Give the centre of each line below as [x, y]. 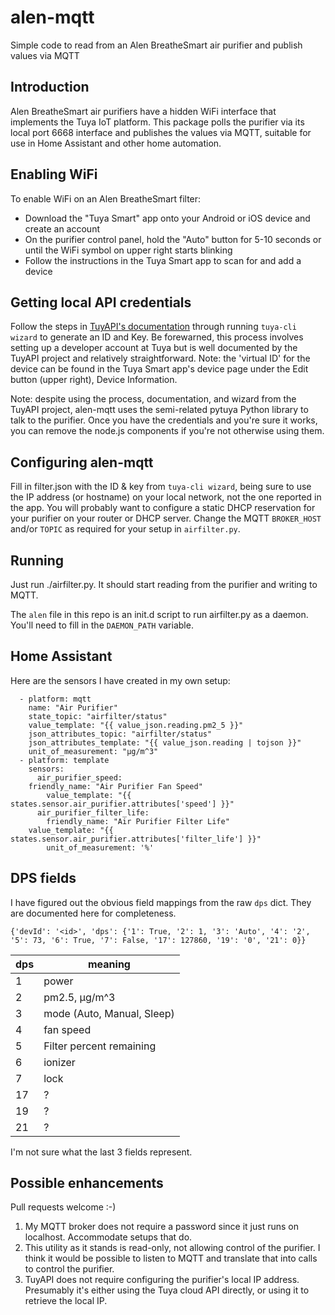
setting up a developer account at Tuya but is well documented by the [154, 348]
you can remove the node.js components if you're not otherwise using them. [167, 431]
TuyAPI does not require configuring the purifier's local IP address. [162, 1280]
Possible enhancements [87, 1183]
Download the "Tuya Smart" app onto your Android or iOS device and [167, 218]
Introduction [50, 87]
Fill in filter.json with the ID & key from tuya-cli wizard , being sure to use [161, 487]
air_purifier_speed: [79, 777]
